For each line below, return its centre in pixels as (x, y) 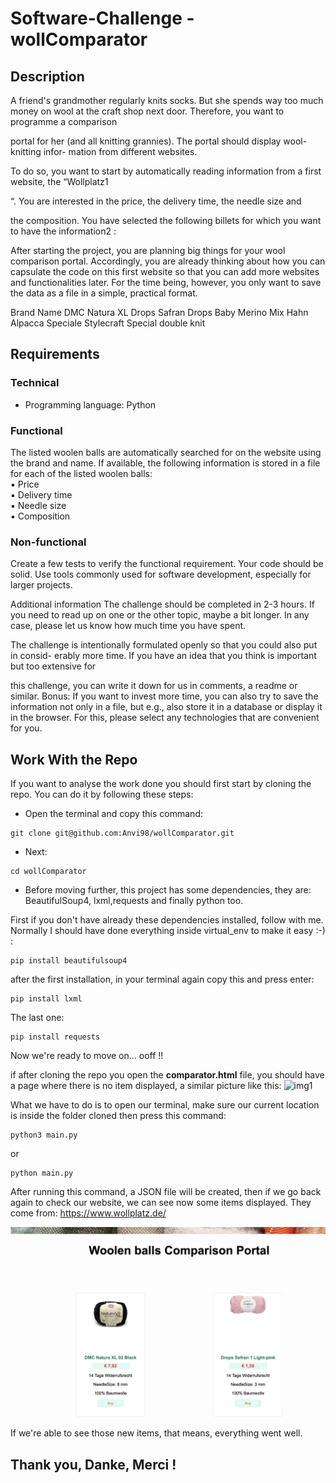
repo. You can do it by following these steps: (102, 794)
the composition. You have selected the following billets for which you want (166, 220)
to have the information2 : (63, 231)
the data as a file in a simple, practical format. (104, 293)
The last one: (37, 1018)
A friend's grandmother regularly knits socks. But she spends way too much (167, 100)
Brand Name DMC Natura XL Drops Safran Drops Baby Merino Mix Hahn (159, 312)
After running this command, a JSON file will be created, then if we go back (166, 1192)
